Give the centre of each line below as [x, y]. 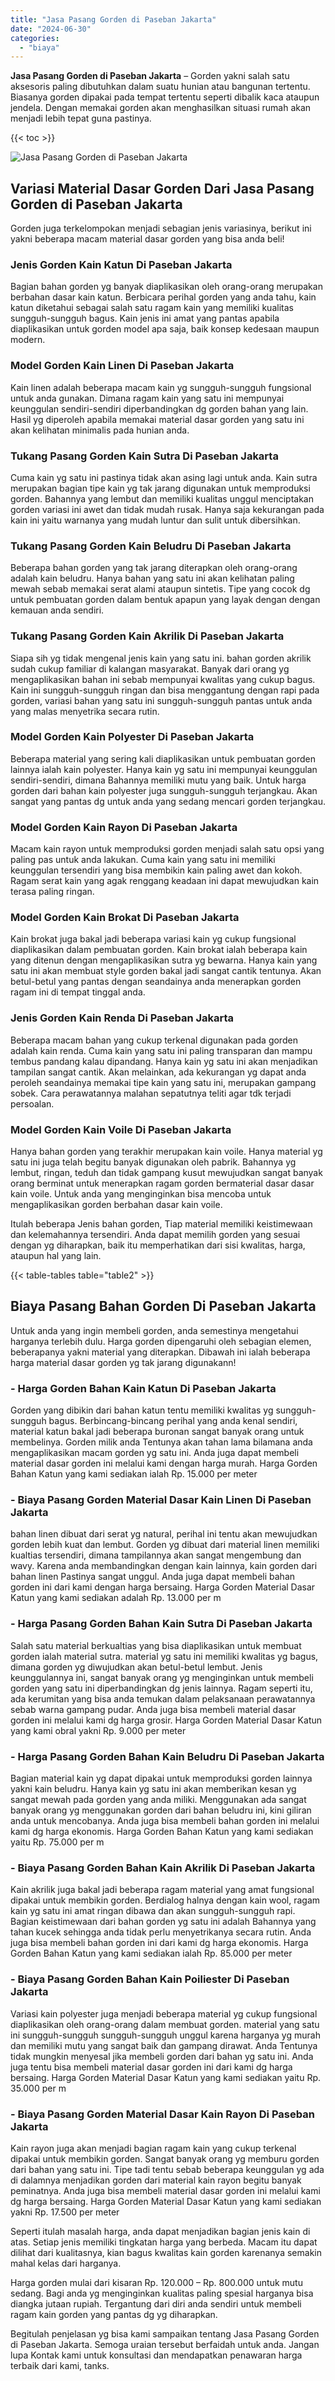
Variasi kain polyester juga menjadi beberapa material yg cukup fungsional [164, 2013]
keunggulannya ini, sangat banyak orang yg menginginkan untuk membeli [162, 1677]
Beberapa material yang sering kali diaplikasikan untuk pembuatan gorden [163, 758]
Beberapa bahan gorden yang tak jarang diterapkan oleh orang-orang [154, 568]
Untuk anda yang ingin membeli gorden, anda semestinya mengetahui [154, 1330]
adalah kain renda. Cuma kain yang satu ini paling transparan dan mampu [161, 1050]
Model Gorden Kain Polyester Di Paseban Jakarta [132, 737]
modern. [28, 340]
